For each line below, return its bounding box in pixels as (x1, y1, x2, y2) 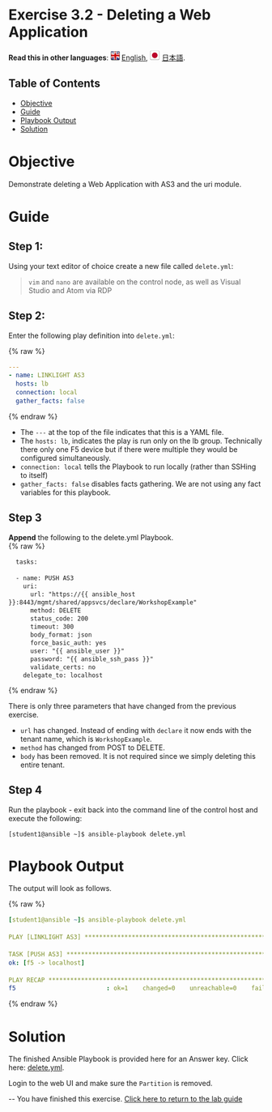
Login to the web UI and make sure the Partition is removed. (8, 1079, 213, 1089)
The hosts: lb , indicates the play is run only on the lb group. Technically (19, 436, 263, 445)
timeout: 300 (29, 622, 74, 631)
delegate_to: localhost (23, 671, 104, 680)
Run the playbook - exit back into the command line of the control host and (8, 804, 258, 815)
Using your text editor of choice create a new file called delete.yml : (8, 261, 234, 271)
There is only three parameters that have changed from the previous (8, 701, 236, 710)
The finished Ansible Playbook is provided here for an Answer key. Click (8, 1054, 249, 1064)
